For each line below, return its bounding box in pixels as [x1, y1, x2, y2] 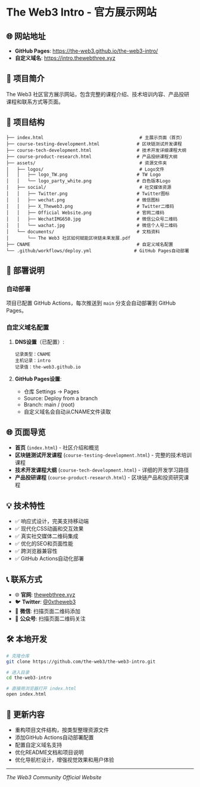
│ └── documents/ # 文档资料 [6, 228, 160, 235]
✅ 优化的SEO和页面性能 [14, 540, 73, 547]
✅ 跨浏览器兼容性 [14, 547, 58, 555]
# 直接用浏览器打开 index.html [6, 685, 77, 692]
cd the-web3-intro [6, 675, 52, 681]
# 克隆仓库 [6, 653, 30, 659]
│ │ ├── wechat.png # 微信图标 [6, 197, 160, 203]
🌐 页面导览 [6, 427, 46, 437]
